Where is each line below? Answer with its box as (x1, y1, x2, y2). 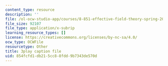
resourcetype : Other (5, 44, 48, 49)
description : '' (5, 12, 39, 17)
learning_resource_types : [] (5, 30, 66, 35)
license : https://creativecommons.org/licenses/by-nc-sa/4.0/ (5, 35, 137, 40)
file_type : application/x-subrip (5, 26, 75, 31)
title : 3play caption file (5, 49, 61, 54)
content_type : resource (5, 7, 55, 12)
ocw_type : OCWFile (5, 40, 43, 45)
